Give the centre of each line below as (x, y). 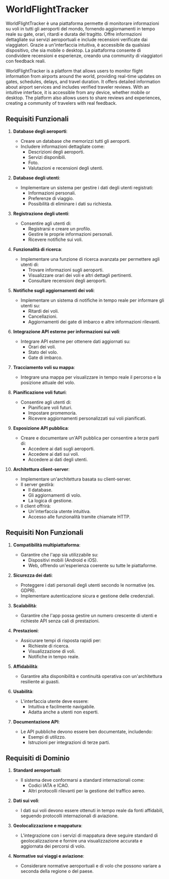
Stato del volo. (43, 352)
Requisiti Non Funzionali (45, 533)
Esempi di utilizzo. (47, 737)
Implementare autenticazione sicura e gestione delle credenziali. (88, 595)
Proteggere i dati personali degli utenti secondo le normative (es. (88, 585)
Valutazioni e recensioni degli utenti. (66, 168)
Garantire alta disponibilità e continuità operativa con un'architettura (91, 676)
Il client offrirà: (36, 506)
